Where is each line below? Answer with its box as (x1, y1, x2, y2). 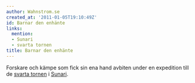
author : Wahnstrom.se (6, 8, 60, 15)
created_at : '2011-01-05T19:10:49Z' (6, 14, 97, 20)
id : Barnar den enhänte (6, 20, 66, 26)
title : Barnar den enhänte (6, 48, 73, 54)
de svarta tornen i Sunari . (6, 70, 69, 78)
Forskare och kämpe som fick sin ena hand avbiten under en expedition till (6, 64, 189, 71)
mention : (11, 31, 33, 37)
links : (6, 25, 23, 32)
